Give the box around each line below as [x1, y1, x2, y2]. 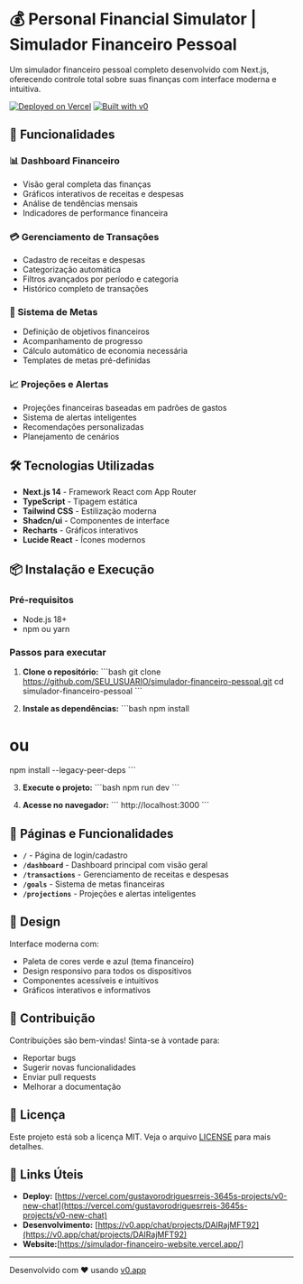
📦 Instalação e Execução [9, 562, 155, 577]
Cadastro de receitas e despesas [22, 254, 146, 265]
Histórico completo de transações [22, 283, 149, 293]
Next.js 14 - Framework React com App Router [22, 487, 197, 498]
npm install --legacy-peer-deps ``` [9, 765, 136, 776]
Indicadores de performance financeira [22, 207, 169, 219]
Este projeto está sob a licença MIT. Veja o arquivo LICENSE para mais [9, 1131, 271, 1142]
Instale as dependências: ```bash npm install [22, 703, 190, 714]
